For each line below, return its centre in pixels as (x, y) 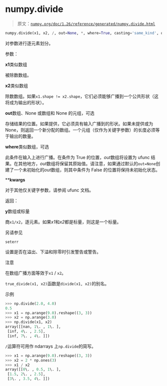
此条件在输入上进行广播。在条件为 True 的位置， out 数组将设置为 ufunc (78, 157)
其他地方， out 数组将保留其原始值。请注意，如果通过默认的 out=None (87, 164)
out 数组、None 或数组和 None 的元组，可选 (50, 113)
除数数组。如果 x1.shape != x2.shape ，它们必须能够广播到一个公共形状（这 (82, 96)
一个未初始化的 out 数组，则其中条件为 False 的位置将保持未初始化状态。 (87, 170)
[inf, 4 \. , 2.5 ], (26, 332)
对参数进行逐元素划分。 (29, 43)
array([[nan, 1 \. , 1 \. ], (33, 327)
